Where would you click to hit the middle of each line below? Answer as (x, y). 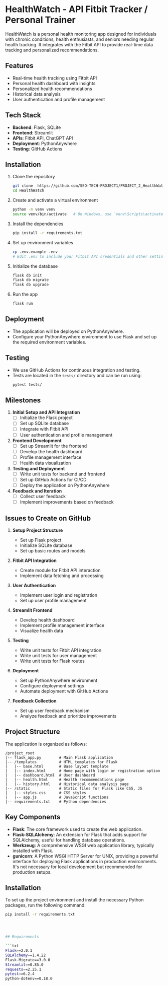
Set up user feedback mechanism (55, 711)
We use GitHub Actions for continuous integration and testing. (76, 370)
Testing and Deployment (39, 468)
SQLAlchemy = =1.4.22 (26, 955)
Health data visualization (45, 463)
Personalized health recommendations (52, 89)
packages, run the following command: (46, 905)
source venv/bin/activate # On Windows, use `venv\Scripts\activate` (89, 214)
